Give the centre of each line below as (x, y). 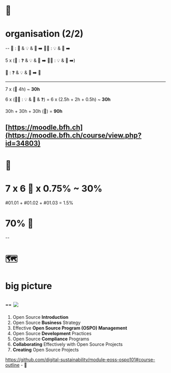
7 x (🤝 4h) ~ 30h (23, 89)
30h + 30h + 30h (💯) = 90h (34, 111)
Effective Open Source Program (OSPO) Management (70, 328)
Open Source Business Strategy (47, 322)
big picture (29, 286)
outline (12, 365)
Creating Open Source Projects (46, 349)
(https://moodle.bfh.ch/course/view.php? (73, 135)
